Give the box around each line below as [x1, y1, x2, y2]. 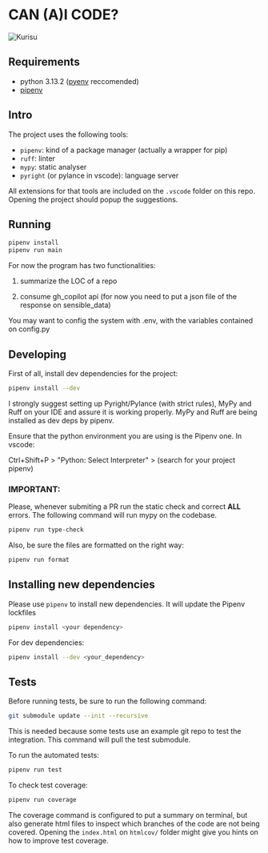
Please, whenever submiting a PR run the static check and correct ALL [8, 502, 242, 511]
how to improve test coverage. [8, 835, 109, 845]
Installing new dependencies [8, 578, 155, 591]
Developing [8, 347, 66, 361]
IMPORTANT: [8, 483, 61, 495]
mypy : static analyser [19, 162, 87, 171]
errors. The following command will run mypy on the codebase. [8, 511, 218, 520]
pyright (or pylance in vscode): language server [19, 170, 179, 180]
